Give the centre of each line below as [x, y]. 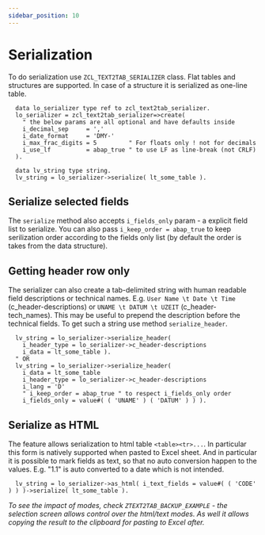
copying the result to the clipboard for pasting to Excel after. [106, 522]
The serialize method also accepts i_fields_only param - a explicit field [128, 221]
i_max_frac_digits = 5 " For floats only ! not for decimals [140, 143]
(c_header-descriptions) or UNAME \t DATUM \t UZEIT [94, 307]
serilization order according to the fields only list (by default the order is [125, 238]
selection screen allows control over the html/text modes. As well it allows [129, 514]
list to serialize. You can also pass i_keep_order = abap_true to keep [120, 229]
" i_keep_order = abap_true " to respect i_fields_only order [127, 394]
